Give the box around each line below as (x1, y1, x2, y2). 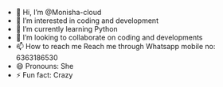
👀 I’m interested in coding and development (15, 16, 159, 25)
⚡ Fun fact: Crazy (15, 70, 73, 79)
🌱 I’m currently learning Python (15, 25, 118, 33)
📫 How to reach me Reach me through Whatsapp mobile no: (15, 42, 216, 51)
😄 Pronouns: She (15, 62, 74, 70)
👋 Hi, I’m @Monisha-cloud (15, 8, 102, 17)
